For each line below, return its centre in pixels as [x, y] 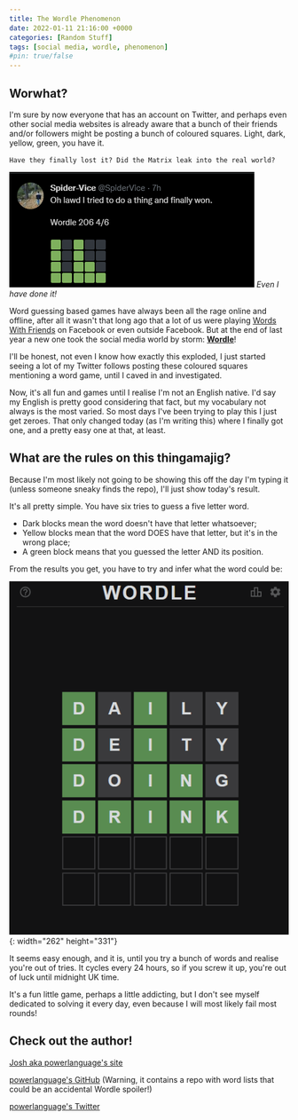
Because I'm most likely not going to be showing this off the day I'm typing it [149, 479]
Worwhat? [39, 93]
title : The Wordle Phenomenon [65, 19]
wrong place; [46, 542]
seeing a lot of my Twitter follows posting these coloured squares [129, 366]
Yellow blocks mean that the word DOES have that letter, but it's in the [149, 532]
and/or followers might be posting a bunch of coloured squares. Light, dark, [148, 133]
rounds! [23, 1013]
